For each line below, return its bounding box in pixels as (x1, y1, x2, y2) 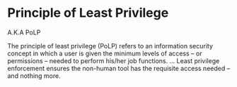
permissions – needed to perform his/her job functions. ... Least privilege (7, 56, 220, 65)
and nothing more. (7, 72, 62, 80)
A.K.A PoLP (7, 28, 41, 36)
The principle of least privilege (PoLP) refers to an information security (7, 41, 214, 50)
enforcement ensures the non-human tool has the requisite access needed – (7, 64, 231, 72)
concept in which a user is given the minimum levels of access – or (7, 49, 202, 58)
